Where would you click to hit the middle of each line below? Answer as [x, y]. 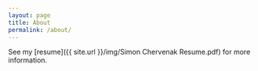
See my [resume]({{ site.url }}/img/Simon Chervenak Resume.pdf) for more [129, 52]
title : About [29, 23]
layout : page [29, 15]
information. [28, 60]
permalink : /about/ [40, 30]
